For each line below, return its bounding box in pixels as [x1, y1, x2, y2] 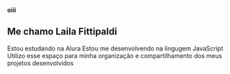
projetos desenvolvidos [7, 59, 74, 67]
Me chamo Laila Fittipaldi [7, 26, 118, 37]
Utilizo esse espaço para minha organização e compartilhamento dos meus [7, 51, 222, 59]
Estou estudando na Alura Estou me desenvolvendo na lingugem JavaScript [7, 44, 224, 53]
